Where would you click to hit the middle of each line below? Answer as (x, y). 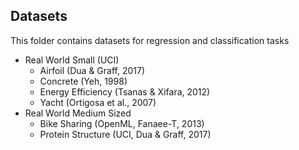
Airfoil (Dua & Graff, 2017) (92, 70)
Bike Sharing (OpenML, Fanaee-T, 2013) (122, 123)
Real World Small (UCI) (72, 60)
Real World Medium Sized (78, 113)
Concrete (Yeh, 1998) (83, 81)
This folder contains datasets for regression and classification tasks (150, 40)
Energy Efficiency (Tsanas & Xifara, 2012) (125, 91)
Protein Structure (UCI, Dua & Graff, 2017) (125, 134)
